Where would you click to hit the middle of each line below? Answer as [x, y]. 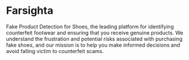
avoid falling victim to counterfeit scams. [55, 51]
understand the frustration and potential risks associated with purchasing [94, 39]
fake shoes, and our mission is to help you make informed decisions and [93, 45]
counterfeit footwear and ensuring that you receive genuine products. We [94, 32]
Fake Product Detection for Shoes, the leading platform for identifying [90, 27]
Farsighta [30, 11]
